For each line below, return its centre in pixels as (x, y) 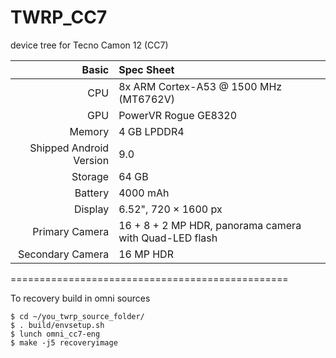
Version (91, 160)
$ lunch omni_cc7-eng (55, 334)
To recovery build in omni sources (80, 298)
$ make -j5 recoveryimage (64, 342)
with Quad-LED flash (168, 238)
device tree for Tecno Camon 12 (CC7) (89, 45)
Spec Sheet (146, 69)
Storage (90, 176)
